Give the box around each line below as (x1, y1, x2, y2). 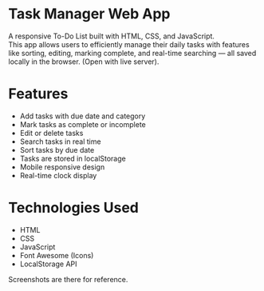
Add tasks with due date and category (19, 111, 146, 121)
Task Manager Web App (8, 5, 171, 23)
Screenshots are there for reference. (8, 274, 128, 284)
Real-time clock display (19, 170, 97, 180)
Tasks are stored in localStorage (19, 153, 126, 163)
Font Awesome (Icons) (19, 250, 94, 260)
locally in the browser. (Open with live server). (8, 57, 160, 66)
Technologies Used (8, 199, 140, 217)
